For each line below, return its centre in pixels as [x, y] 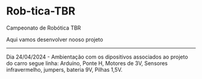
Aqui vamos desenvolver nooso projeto [55, 39]
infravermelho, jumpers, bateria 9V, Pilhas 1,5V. [64, 69]
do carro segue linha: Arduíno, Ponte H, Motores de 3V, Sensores [87, 63]
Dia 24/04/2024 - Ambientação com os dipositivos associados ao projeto [97, 57]
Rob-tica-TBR [41, 11]
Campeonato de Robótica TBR [44, 28]
